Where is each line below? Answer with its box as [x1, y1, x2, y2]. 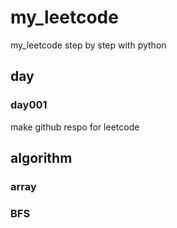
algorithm [10, 150, 73, 167]
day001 [10, 98, 48, 112]
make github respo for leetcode [10, 121, 140, 133]
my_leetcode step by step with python [10, 39, 167, 51]
